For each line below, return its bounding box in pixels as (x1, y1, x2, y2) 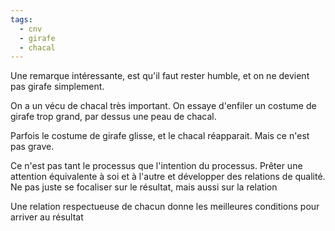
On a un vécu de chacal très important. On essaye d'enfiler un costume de (10, 100, 317, 112)
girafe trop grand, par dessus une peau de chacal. (10, 111, 217, 123)
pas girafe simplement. (10, 81, 105, 93)
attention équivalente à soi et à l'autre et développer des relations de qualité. (10, 171, 326, 183)
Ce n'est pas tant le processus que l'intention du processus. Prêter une (10, 160, 303, 172)
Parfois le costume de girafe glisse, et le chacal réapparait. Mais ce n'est (10, 130, 310, 142)
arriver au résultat (10, 211, 84, 223)
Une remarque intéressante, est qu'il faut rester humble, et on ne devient (10, 70, 310, 82)
